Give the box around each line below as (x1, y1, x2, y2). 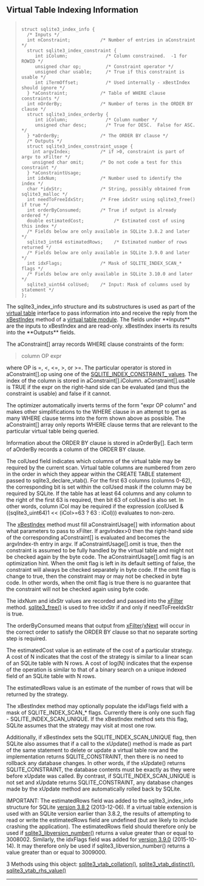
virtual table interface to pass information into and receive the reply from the (6, 309, 197, 317)
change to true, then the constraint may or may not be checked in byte (6, 572, 183, 580)
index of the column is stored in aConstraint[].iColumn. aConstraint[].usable (6, 377, 195, 384)
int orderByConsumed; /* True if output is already (27, 207, 177, 213)
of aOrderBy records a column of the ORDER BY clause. (6, 445, 146, 453)
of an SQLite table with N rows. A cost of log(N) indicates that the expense (6, 659, 193, 667)
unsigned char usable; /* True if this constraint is (35, 69, 185, 75)
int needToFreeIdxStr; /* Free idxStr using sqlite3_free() (27, 196, 195, 202)
